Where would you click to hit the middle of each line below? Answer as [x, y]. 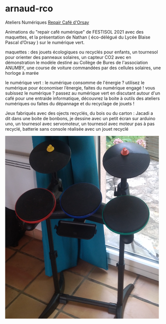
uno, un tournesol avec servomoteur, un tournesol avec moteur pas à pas [80, 124]
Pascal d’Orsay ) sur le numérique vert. [45, 42]
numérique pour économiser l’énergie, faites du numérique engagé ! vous [80, 88]
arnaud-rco [29, 9]
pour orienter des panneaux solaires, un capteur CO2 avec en [68, 57]
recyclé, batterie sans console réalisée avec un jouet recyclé [67, 129]
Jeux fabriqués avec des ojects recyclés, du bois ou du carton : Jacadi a [79, 113]
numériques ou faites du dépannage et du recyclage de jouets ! [70, 103]
